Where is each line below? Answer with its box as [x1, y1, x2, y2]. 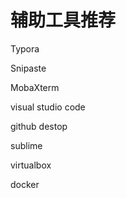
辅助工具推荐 [10, 9, 117, 32]
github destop [10, 120, 68, 132]
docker [10, 178, 40, 190]
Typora [10, 42, 40, 55]
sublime [10, 139, 43, 151]
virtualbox [10, 159, 52, 171]
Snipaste [10, 62, 47, 74]
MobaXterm [10, 81, 60, 93]
